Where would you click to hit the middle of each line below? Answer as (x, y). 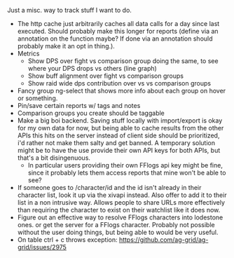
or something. (37, 98)
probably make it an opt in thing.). (66, 46)
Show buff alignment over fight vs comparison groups (106, 76)
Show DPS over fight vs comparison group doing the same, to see (123, 61)
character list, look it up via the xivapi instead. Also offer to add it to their (122, 195)
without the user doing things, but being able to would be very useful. (118, 232)
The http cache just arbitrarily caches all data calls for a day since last (118, 23)
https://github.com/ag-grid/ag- (164, 240)
